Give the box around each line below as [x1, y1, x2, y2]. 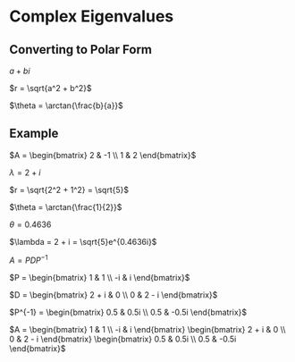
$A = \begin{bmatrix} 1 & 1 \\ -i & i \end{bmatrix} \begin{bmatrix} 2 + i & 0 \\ [9, 324, 286, 335]
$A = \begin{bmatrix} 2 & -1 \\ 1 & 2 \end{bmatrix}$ [9, 149, 197, 160]
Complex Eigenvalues [9, 6, 174, 27]
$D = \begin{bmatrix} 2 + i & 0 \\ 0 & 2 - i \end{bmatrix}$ [9, 290, 218, 300]
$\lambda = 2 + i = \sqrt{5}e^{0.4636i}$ [9, 236, 157, 247]
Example [9, 126, 59, 141]
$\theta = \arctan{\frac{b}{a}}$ [9, 100, 123, 111]
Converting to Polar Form [9, 42, 153, 57]
